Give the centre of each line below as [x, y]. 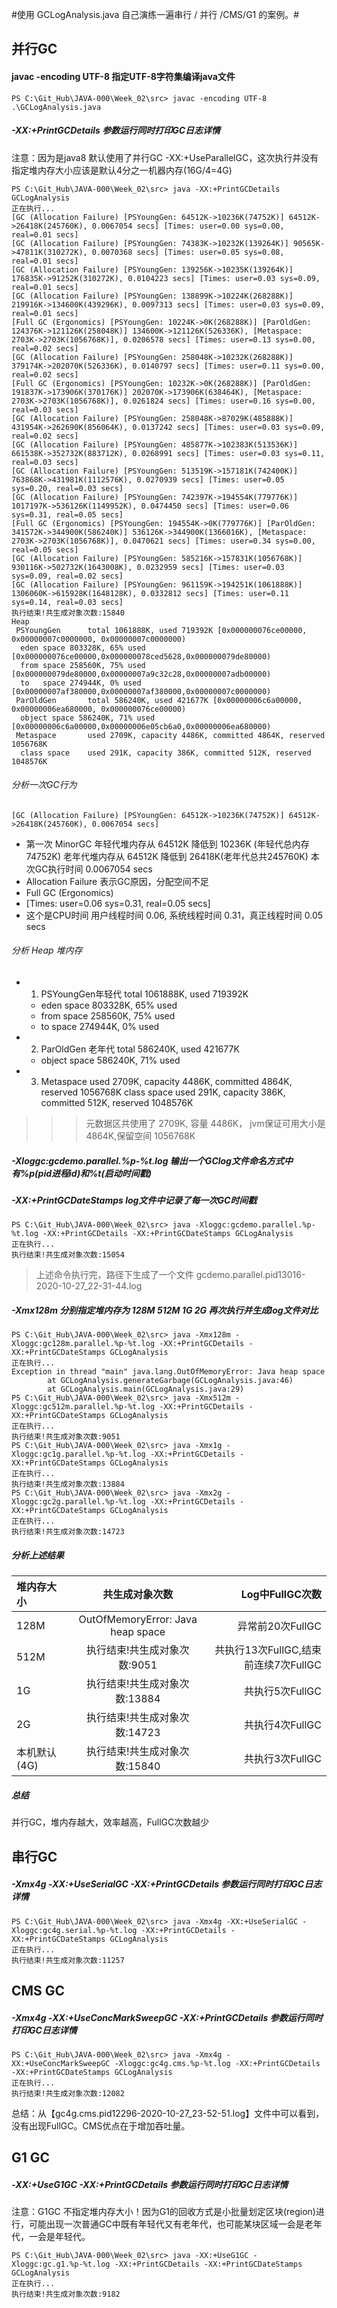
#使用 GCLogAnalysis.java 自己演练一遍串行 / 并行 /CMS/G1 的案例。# [155, 14]
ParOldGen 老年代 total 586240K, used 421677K [140, 1049]
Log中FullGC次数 [281, 1595]
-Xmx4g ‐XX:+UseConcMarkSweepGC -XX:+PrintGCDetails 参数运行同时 [167, 2017]
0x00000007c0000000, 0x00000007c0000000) [99, 639]
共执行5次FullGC [282, 1691]
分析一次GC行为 [44, 785]
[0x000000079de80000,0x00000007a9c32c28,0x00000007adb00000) [141, 674]
